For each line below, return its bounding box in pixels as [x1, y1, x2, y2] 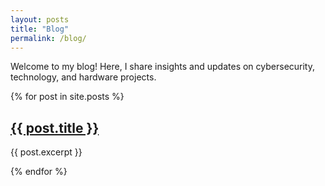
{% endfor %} [10, 166, 68, 178]
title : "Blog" [10, 24, 70, 34]
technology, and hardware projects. [10, 71, 157, 83]
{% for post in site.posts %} [10, 91, 125, 103]
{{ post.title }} [10, 119, 100, 136]
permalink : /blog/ [10, 33, 87, 43]
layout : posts [10, 14, 70, 25]
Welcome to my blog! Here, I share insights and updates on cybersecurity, [10, 61, 316, 73]
